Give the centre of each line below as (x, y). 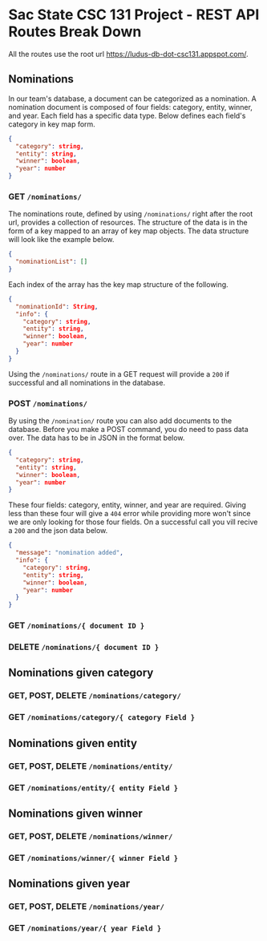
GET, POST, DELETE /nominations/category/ (95, 696)
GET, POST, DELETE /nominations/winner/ (91, 836)
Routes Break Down (75, 32)
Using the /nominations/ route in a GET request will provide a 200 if (119, 374)
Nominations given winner (75, 813)
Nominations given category (81, 673)
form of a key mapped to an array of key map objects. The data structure (129, 231)
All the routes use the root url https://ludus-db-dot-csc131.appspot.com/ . (128, 54)
